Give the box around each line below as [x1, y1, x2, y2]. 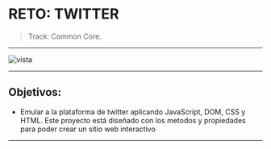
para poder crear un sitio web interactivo [19, 124, 156, 134]
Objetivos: [8, 85, 62, 99]
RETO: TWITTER [8, 5, 119, 23]
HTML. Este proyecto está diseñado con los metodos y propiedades [19, 115, 246, 125]
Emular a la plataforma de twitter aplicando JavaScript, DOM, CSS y [19, 106, 246, 117]
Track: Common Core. [27, 31, 102, 41]
